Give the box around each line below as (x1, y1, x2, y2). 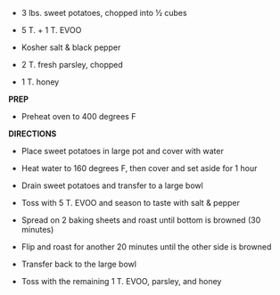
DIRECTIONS (8, 128, 57, 139)
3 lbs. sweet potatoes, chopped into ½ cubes (21, 8, 188, 18)
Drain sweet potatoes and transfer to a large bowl (21, 180, 204, 191)
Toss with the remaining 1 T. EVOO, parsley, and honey (21, 276, 222, 286)
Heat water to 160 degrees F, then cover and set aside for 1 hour (21, 163, 258, 173)
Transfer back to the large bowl (21, 258, 137, 269)
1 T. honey (21, 77, 60, 87)
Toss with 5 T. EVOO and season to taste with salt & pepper (21, 198, 240, 208)
